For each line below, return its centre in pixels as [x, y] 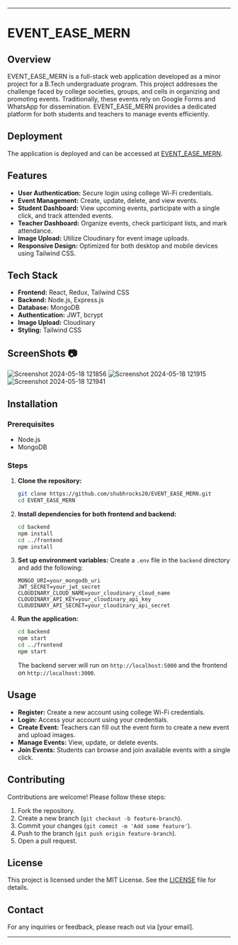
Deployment [35, 137]
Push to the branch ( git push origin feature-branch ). [97, 833]
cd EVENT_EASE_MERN [46, 501]
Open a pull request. [47, 841]
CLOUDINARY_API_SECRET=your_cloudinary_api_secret [94, 606]
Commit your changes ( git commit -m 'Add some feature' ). [105, 825]
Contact [25, 910]
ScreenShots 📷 [42, 353]
